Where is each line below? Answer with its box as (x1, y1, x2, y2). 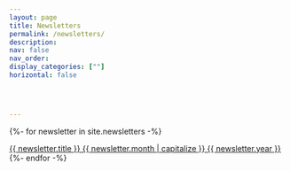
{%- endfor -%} (9, 152, 67, 163)
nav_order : (9, 54, 50, 63)
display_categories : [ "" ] (9, 63, 105, 72)
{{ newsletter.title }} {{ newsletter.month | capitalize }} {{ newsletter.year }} (9, 143, 282, 153)
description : (9, 37, 58, 47)
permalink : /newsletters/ (9, 29, 105, 38)
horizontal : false (9, 71, 77, 80)
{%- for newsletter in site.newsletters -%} (9, 126, 162, 136)
